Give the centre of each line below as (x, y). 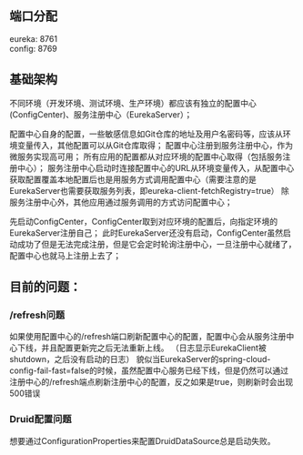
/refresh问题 (37, 315)
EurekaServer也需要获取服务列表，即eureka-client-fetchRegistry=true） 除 (149, 190)
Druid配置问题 (40, 420)
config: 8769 (33, 48)
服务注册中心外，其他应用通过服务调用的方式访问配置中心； (121, 202)
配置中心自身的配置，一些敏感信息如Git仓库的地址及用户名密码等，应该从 (146, 134)
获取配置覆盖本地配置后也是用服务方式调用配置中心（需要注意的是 (133, 179)
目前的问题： (45, 287)
